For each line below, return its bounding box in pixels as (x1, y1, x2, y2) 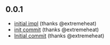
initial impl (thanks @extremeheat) (13, 20, 97, 27)
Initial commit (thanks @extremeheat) (13, 32, 105, 39)
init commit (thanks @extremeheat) (13, 26, 99, 33)
